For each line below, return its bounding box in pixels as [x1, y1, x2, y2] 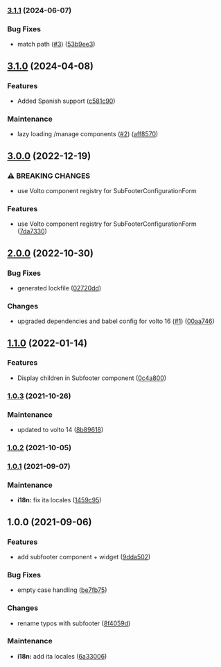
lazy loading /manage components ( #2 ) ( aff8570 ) [17, 130, 159, 138]
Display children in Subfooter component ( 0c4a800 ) [17, 374, 167, 382]
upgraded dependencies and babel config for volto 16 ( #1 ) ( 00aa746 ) [17, 317, 215, 325]
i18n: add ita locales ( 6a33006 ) [17, 652, 107, 660]
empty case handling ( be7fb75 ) [17, 586, 107, 594]
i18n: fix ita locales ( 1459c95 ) [17, 496, 102, 504]
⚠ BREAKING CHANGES [7, 171, 91, 181]
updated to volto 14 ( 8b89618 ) [17, 426, 104, 434]
